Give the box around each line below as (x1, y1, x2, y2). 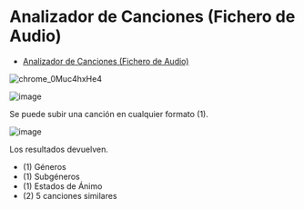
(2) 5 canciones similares (22, 190, 117, 201)
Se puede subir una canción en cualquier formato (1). (9, 108, 209, 119)
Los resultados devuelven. (9, 144, 109, 154)
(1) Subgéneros (22, 171, 80, 182)
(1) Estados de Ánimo (22, 180, 103, 192)
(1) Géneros (22, 161, 66, 172)
